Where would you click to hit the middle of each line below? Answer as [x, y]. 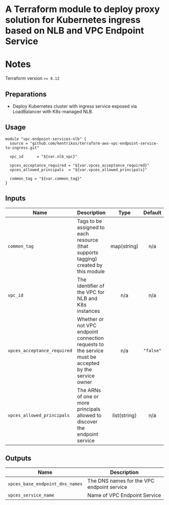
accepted [88, 363]
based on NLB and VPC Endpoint [75, 31]
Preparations [26, 94]
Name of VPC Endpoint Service [124, 495]
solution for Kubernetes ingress [73, 20]
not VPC [87, 325]
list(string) [124, 415]
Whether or [91, 319]
